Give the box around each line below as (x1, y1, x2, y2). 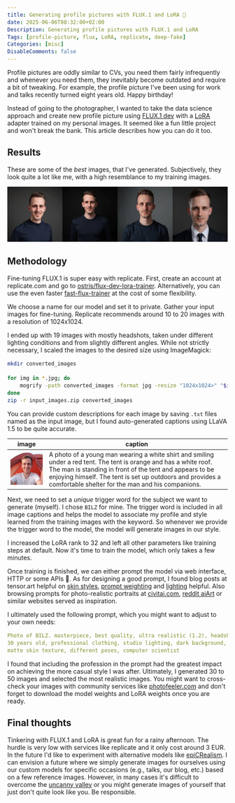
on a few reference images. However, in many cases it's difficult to (7, 773, 199, 781)
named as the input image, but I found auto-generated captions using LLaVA (7, 417, 227, 425)
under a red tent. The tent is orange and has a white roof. (48, 457, 213, 466)
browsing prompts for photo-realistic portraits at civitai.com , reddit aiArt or (7, 590, 222, 598)
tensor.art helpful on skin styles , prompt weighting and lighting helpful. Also (7, 582, 225, 590)
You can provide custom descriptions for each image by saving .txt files (7, 409, 218, 418)
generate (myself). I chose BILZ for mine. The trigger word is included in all (7, 503, 222, 511)
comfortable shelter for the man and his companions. (48, 480, 201, 488)
